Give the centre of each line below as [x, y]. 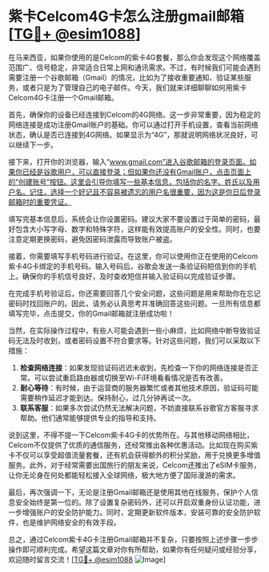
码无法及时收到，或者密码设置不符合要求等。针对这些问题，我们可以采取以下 [134, 340]
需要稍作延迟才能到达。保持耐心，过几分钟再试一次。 [108, 398]
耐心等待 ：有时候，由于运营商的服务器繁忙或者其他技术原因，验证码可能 [139, 387]
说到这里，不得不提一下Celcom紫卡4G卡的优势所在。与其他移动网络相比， [131, 435]
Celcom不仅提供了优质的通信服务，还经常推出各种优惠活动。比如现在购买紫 [133, 445]
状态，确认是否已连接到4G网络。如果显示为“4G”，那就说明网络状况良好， [130, 134]
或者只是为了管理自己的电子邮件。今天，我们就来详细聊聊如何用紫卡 [134, 87]
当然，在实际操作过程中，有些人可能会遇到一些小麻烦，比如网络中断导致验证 [134, 330]
